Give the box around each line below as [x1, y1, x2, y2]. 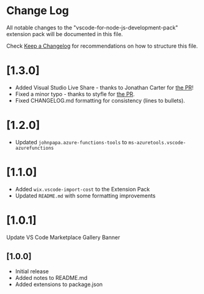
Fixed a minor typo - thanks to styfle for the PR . [15, 90, 135, 98]
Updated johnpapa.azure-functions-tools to [15, 138, 127, 145]
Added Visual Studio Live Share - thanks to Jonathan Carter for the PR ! [15, 84, 194, 91]
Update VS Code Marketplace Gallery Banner [6, 233, 120, 241]
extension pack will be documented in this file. [6, 30, 123, 37]
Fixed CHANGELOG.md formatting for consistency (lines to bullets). [15, 97, 185, 104]
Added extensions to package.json [15, 281, 103, 288]
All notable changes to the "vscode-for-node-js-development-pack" [6, 24, 178, 31]
